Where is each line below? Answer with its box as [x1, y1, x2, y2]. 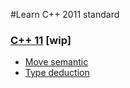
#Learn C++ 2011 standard [10, 9, 120, 20]
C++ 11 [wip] [10, 33, 72, 47]
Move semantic [24, 56, 89, 68]
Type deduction [24, 67, 90, 79]
